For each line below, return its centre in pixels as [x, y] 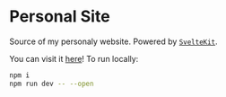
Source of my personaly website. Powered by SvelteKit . [113, 41]
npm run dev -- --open [52, 84]
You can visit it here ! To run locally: [74, 58]
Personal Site [60, 17]
